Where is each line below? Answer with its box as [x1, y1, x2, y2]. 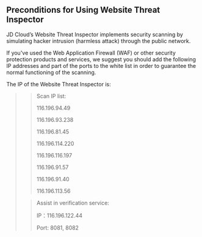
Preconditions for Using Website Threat [6, 5, 161, 15]
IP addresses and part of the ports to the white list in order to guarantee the [6, 62, 197, 69]
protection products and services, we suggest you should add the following [6, 55, 197, 63]
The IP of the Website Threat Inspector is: [6, 80, 111, 88]
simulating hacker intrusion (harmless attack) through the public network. [6, 37, 191, 45]
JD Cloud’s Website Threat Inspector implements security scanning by [6, 31, 183, 38]
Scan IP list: [36, 92, 67, 100]
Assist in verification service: [36, 199, 110, 206]
